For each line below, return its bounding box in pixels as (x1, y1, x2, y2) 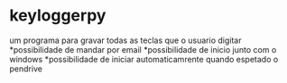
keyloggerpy (9, 5, 106, 26)
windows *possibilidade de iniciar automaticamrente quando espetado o (9, 54, 279, 64)
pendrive (9, 63, 43, 74)
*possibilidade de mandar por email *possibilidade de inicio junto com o (9, 44, 277, 54)
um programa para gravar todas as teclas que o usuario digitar (9, 35, 242, 46)
